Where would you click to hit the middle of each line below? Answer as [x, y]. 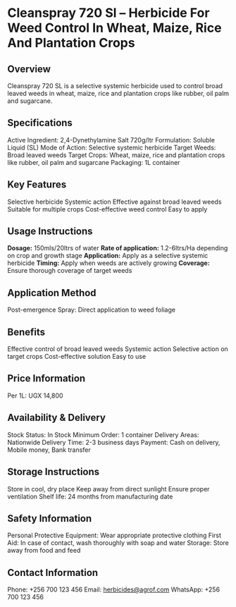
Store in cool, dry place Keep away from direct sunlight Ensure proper [108, 489]
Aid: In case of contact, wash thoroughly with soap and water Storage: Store [118, 543]
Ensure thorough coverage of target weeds [70, 271]
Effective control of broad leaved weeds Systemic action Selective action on [118, 349]
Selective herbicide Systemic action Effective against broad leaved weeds [114, 202]
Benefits [26, 332]
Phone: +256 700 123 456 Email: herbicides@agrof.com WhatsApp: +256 [114, 589]
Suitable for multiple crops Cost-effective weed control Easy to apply [107, 209]
